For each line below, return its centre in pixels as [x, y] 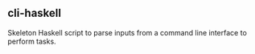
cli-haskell [35, 13]
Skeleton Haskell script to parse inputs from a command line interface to [127, 32]
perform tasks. [32, 41]
